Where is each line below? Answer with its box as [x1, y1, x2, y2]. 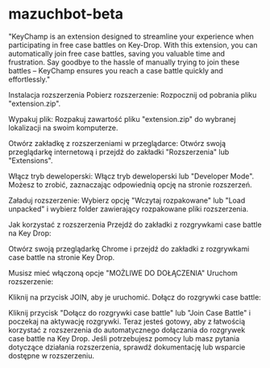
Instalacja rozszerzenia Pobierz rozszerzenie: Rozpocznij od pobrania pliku [8, 90, 257, 99]
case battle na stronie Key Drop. [8, 252, 115, 262]
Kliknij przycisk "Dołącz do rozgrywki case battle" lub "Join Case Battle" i [8, 307, 251, 317]
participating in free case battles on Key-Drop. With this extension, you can [8, 40, 258, 49]
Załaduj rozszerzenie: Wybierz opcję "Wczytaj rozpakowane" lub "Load [8, 195, 246, 205]
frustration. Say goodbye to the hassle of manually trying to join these [8, 57, 240, 67]
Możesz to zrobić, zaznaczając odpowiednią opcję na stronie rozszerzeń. [8, 179, 252, 190]
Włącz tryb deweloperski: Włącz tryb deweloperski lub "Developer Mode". [8, 171, 255, 181]
